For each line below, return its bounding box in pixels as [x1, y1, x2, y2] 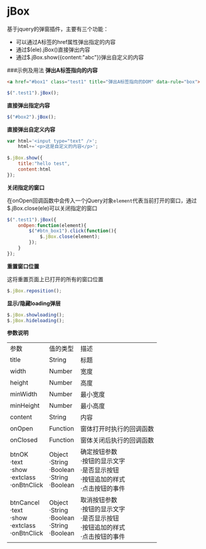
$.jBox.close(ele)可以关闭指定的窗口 [7, 204, 98, 212]
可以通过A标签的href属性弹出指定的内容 [15, 38, 116, 45]
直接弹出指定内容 [7, 101, 50, 109]
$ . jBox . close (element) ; [39, 234, 100, 240]
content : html [18, 166, 51, 172]
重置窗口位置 [7, 262, 39, 270]
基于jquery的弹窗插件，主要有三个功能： [7, 25, 109, 32]
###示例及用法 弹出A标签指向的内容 [7, 66, 98, 74]
